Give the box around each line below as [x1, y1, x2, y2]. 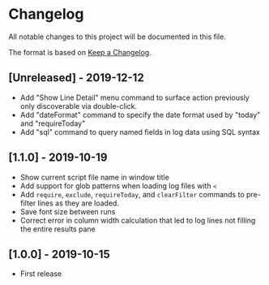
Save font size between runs [19, 206, 116, 216]
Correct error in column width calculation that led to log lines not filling [19, 215, 256, 225]
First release [19, 269, 62, 279]
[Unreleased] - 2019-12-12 [8, 71, 144, 85]
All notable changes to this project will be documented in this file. [8, 32, 227, 41]
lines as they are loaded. [37, 198, 120, 208]
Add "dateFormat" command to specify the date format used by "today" [19, 110, 261, 119]
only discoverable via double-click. [19, 101, 138, 110]
